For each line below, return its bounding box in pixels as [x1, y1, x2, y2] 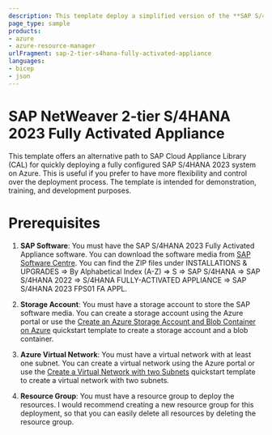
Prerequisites [8, 214, 101, 232]
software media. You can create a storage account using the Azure [19, 308, 244, 318]
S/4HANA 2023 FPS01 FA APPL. [19, 284, 128, 293]
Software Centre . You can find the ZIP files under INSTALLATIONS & [19, 258, 248, 267]
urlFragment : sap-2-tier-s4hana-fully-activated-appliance [8, 49, 212, 58]
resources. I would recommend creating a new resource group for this [19, 399, 254, 409]
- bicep [8, 65, 35, 73]
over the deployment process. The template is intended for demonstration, [8, 177, 257, 186]
